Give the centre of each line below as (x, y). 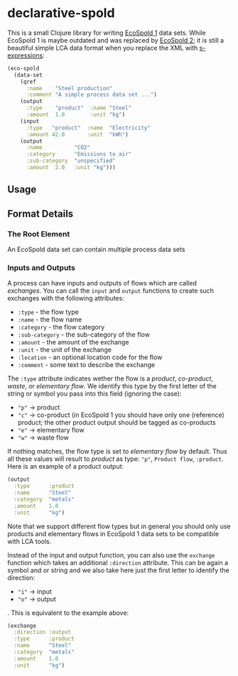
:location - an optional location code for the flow (90, 357)
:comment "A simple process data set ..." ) (92, 95)
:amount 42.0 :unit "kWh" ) (77, 134)
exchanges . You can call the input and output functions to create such (111, 291)
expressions (25, 55)
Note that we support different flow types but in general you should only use (119, 526)
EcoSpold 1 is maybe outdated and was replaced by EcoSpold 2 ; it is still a (116, 40)
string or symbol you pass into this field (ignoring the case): (94, 394)
